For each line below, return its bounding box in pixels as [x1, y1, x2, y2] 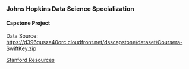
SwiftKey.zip [6, 45, 37, 52]
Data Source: [6, 32, 39, 40]
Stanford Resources [6, 57, 55, 64]
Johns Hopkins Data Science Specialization [6, 5, 135, 13]
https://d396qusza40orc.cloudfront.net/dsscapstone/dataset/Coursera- [6, 39, 183, 46]
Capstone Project [6, 19, 51, 27]
